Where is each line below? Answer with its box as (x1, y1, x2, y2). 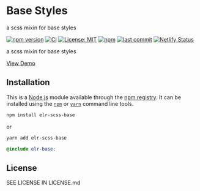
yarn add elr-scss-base (6, 135, 67, 141)
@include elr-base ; (6, 146, 56, 152)
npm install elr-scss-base (6, 111, 75, 118)
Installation (6, 77, 50, 88)
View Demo (6, 59, 35, 67)
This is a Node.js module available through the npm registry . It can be (6, 93, 182, 101)
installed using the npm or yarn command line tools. (6, 100, 134, 107)
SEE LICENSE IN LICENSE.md (6, 179, 81, 187)
